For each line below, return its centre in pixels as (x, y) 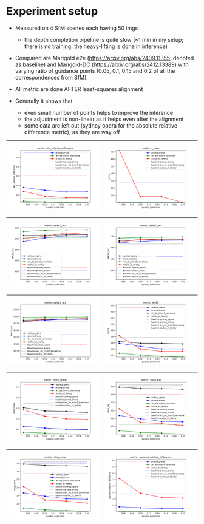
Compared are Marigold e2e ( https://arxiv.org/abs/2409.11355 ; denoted (104, 58)
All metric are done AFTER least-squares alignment (79, 89)
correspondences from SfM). (51, 77)
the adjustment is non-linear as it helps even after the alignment (104, 119)
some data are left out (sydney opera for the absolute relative (101, 125)
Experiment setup (52, 11)
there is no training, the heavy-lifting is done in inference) (96, 46)
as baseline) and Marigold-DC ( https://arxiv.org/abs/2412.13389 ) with (102, 64)
